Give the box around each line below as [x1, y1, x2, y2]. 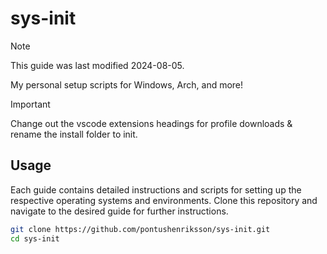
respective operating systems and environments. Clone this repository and [10, 194, 318, 206]
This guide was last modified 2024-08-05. [10, 59, 185, 71]
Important [10, 98, 51, 110]
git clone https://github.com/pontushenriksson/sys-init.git [10, 224, 271, 234]
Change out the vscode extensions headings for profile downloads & [10, 117, 293, 129]
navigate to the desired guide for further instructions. [10, 205, 229, 217]
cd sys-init [10, 233, 60, 244]
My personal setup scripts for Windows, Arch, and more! [10, 78, 244, 91]
